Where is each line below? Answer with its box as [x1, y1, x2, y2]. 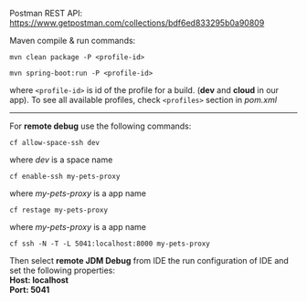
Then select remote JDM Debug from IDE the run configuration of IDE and [9, 255, 290, 266]
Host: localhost [9, 275, 69, 286]
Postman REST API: [9, 8, 83, 18]
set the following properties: [9, 265, 116, 276]
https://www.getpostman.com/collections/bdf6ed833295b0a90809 [9, 17, 265, 28]
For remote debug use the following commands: [9, 120, 192, 131]
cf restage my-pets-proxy [9, 205, 108, 214]
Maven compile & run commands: [9, 36, 136, 46]
